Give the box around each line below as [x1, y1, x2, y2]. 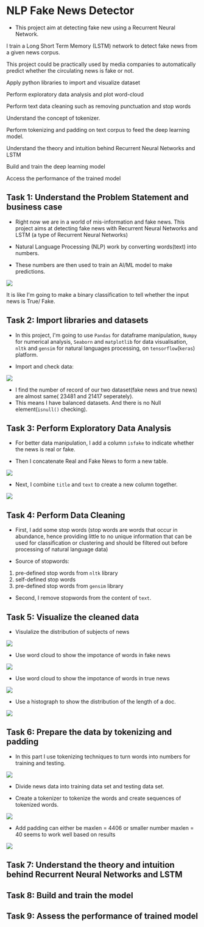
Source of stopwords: [15, 558, 70, 565]
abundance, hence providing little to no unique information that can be [15, 533, 192, 540]
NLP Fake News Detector [6, 4, 135, 18]
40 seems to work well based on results [15, 831, 116, 838]
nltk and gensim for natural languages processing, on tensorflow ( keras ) [15, 344, 195, 352]
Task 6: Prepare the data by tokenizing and [6, 727, 172, 738]
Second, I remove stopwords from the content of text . [15, 594, 152, 602]
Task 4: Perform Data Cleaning [6, 510, 125, 520]
